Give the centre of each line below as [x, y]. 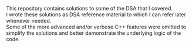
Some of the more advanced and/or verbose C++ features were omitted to [96, 27]
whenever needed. [29, 21]
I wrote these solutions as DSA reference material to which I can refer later [96, 15]
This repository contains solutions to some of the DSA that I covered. [90, 8]
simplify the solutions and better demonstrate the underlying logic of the [94, 33]
